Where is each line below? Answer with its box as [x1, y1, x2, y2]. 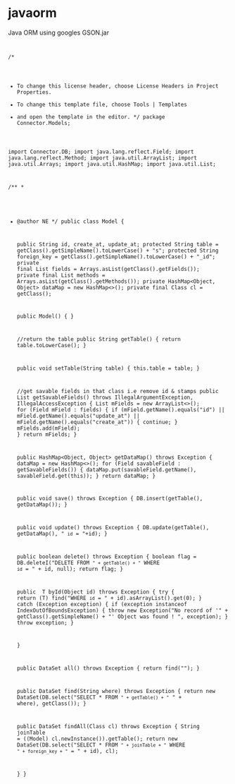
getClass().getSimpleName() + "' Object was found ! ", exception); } [17, 613, 228, 620]
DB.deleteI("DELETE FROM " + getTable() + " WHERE [17, 559, 160, 566]
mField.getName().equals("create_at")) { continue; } [17, 418, 178, 426]
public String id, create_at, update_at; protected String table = [17, 241, 219, 248]
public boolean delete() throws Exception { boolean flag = [17, 553, 197, 560]
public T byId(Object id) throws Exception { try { [17, 588, 175, 596]
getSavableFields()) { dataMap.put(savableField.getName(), [17, 466, 197, 474]
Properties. [17, 88, 52, 96]
